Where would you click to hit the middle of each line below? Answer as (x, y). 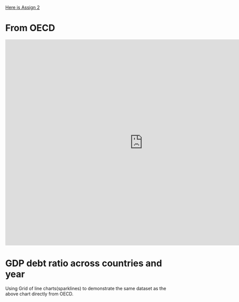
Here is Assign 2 (22, 7)
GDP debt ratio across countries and (84, 263)
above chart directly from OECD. (40, 294)
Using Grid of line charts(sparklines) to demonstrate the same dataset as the (86, 288)
